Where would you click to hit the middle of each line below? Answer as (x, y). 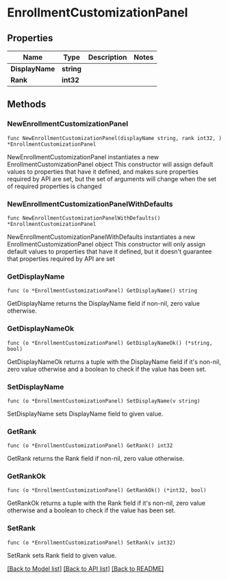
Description (107, 57)
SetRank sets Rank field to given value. (62, 555)
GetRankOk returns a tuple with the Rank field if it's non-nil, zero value (106, 503)
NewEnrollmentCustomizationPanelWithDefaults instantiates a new (101, 237)
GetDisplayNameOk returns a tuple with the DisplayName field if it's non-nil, (114, 361)
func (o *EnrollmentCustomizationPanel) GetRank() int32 (90, 446)
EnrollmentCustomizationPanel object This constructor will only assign (106, 244)
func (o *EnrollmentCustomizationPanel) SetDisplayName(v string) (104, 401)
